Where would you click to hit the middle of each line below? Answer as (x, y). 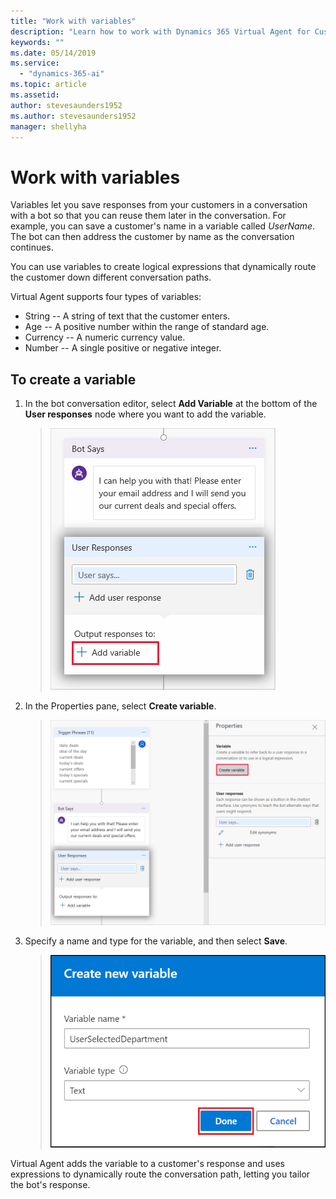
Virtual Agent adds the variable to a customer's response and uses (147, 1164)
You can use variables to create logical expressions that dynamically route (163, 267)
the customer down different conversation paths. (111, 277)
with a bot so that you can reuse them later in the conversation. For (148, 216)
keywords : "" (37, 42)
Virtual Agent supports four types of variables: (106, 297)
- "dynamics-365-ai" (62, 74)
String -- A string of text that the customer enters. (127, 316)
